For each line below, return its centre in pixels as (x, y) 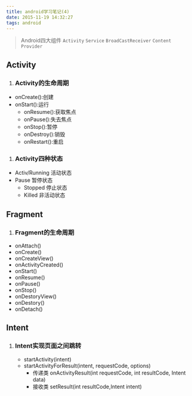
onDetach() (29, 309)
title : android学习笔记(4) (38, 12)
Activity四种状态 (39, 159)
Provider (32, 47)
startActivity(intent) (47, 359)
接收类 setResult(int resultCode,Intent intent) (87, 386)
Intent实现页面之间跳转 (48, 346)
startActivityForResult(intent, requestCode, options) (87, 366)
